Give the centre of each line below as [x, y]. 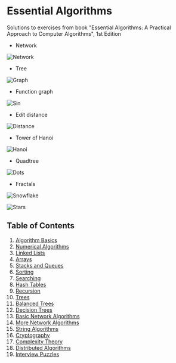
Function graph [34, 91]
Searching [28, 278]
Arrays [24, 259]
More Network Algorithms [47, 322]
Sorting [24, 272]
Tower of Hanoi [34, 138]
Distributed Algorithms [43, 348]
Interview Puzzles [37, 354]
